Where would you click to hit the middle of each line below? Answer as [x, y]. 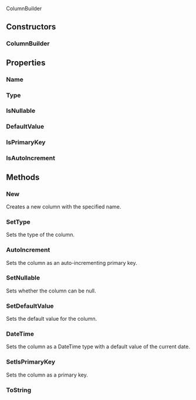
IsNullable [21, 111]
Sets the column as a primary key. [47, 375]
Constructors [31, 27]
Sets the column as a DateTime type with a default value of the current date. [98, 347]
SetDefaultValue [30, 306]
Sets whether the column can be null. [51, 291]
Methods [23, 177]
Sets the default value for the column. [52, 319]
